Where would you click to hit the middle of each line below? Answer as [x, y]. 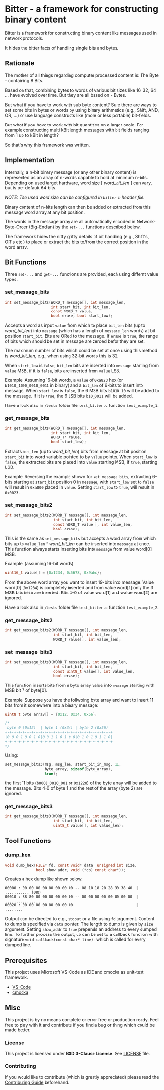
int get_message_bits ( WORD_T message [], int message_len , [65, 428]
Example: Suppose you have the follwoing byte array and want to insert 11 [79, 700]
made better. [18, 1030]
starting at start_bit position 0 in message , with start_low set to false [84, 482]
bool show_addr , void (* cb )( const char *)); [81, 870]
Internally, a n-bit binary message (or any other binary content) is [71, 172]
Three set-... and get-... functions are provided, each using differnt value [82, 274]
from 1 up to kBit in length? [32, 135]
